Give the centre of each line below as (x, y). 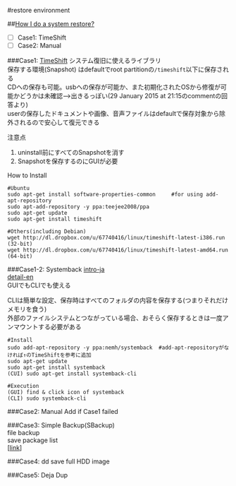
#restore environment (39, 10)
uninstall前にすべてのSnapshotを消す (71, 153)
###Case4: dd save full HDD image (59, 461)
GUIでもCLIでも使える (39, 285)
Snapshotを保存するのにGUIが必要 (68, 161)
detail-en (20, 277)
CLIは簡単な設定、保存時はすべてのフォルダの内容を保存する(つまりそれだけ (118, 300)
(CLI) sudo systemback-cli (47, 398)
